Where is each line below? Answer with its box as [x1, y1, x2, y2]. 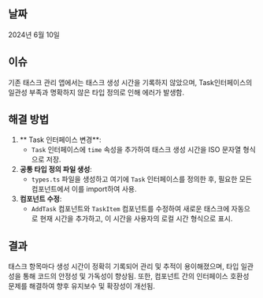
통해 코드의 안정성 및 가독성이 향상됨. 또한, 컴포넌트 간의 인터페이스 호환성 [22, 271, 250, 281]
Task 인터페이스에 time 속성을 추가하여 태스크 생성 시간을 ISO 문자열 [31, 145, 242, 155]
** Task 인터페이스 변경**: [19, 135, 102, 144]
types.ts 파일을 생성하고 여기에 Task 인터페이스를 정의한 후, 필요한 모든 [31, 174, 252, 184]
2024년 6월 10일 [8, 30, 61, 39]
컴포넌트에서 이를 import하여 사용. [31, 184, 137, 194]
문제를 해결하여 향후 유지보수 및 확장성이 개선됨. [8, 281, 156, 291]
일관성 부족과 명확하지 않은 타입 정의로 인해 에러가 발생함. [8, 88, 185, 97]
